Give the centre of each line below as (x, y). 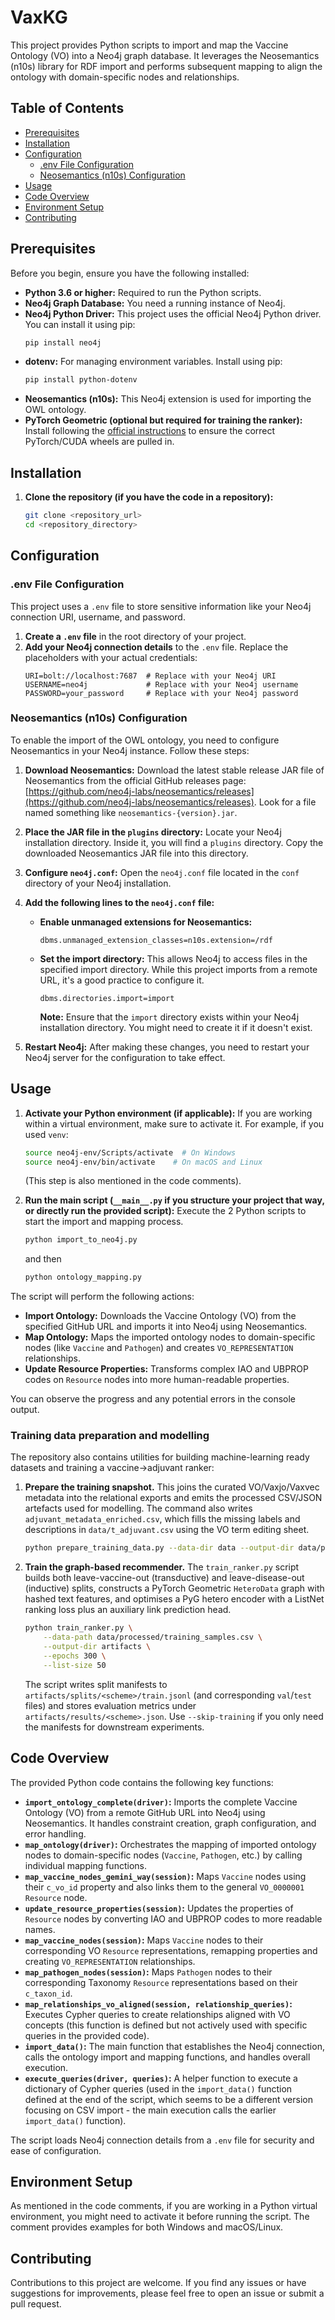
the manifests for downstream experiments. (114, 1727)
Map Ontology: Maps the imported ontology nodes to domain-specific (170, 1337)
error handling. (55, 1833)
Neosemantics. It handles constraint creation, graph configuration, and (170, 1823)
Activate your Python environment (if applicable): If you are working (168, 1113)
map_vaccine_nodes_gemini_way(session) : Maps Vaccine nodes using (165, 1876)
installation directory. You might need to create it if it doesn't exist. (176, 1027)
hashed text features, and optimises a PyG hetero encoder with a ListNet (174, 1599)
